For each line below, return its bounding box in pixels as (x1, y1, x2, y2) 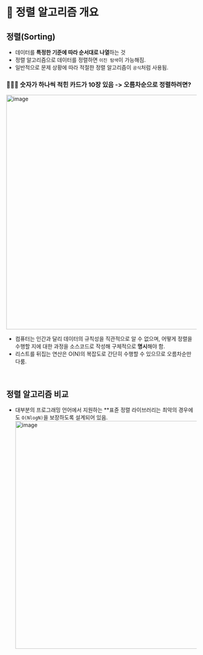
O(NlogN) (21, 415, 43, 421)
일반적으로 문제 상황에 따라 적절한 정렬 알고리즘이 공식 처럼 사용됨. (14, 64, 169, 71)
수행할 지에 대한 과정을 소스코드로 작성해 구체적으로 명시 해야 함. (14, 343, 165, 350)
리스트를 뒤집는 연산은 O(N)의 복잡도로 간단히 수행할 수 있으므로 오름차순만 (14, 351, 192, 358)
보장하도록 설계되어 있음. (49, 414, 108, 421)
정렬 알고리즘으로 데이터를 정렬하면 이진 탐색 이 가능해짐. (14, 56, 146, 64)
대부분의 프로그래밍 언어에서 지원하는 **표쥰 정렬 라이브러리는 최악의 (14, 406, 177, 413)
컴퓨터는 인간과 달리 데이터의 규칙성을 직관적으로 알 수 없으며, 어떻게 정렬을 (14, 335, 193, 343)
